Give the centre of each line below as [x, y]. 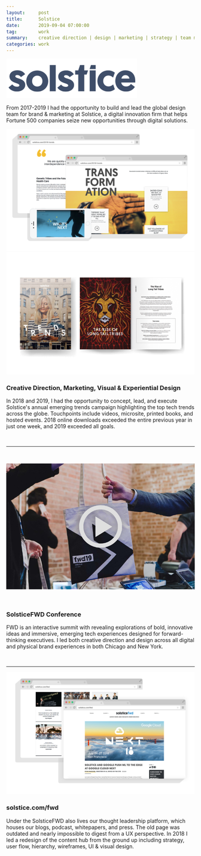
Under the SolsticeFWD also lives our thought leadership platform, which [96, 821]
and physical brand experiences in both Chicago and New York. [85, 646]
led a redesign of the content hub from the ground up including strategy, [95, 840]
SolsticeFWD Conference [44, 614]
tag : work [28, 32]
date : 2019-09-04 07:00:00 [48, 25]
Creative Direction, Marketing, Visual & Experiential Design [94, 388]
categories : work [28, 44]
